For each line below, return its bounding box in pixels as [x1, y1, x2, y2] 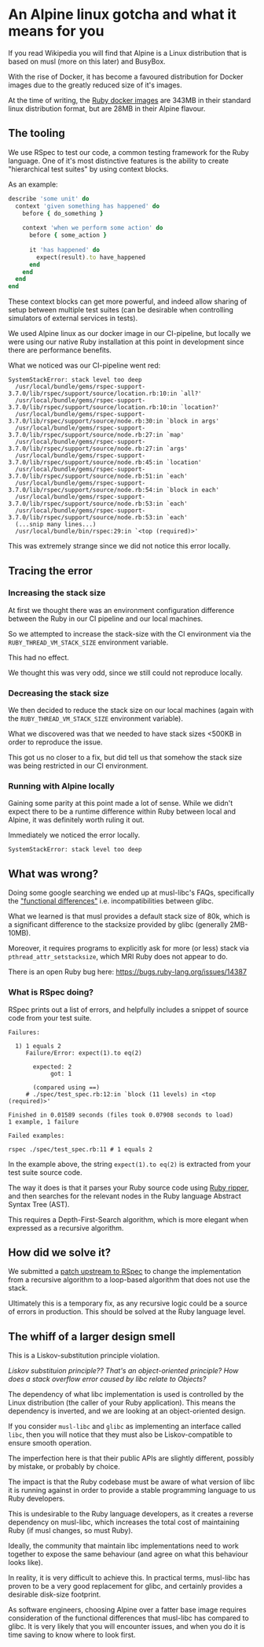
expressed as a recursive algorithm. [8, 1223, 124, 1232]
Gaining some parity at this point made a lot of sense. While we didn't [8, 799, 233, 808]
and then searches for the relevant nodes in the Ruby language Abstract [8, 1191, 242, 1201]
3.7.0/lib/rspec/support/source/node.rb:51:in [8, 472, 163, 481]
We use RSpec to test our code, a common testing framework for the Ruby [8, 147, 249, 157]
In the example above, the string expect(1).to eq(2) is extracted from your [8, 1159, 251, 1169]
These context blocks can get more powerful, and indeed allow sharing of [8, 297, 247, 306]
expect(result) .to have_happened [36, 253, 146, 261]
